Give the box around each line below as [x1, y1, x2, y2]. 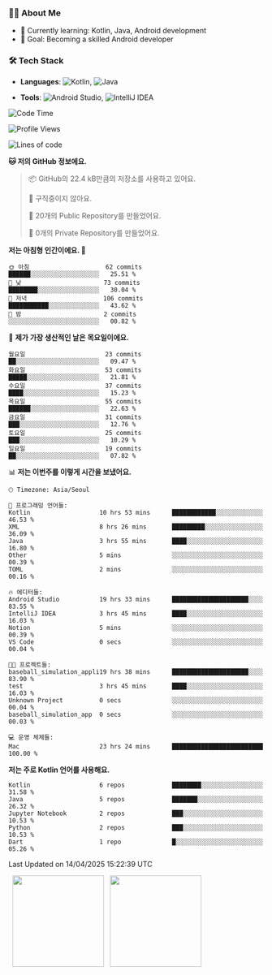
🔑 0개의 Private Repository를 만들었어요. [28, 227, 160, 238]
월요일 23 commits [8, 350, 142, 358]
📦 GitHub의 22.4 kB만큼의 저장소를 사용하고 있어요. [28, 174, 196, 183]
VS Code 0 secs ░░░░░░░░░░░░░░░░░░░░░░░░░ [8, 637, 264, 646]
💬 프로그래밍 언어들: [8, 501, 68, 510]
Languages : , [19, 76, 93, 86]
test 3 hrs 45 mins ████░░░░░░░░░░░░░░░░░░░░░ [8, 682, 264, 690]
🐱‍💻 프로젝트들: [8, 661, 51, 669]
